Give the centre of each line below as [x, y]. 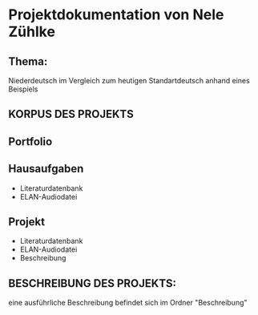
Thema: [28, 61]
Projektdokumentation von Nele [116, 15]
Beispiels [23, 89]
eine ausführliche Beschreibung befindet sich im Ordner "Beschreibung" [128, 303]
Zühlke [32, 32]
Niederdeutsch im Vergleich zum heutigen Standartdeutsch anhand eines [129, 81]
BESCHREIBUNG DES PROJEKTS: [93, 283]
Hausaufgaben [46, 169]
